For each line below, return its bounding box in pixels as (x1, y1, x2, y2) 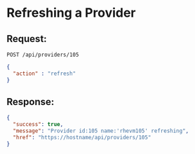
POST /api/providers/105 (6, 51, 79, 58)
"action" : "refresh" (13, 70, 76, 77)
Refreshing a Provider (6, 5, 136, 21)
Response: (6, 96, 55, 108)
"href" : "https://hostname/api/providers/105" (13, 134, 152, 141)
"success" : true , (13, 121, 64, 128)
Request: (6, 33, 47, 45)
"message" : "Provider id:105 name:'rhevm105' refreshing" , (13, 127, 189, 134)
